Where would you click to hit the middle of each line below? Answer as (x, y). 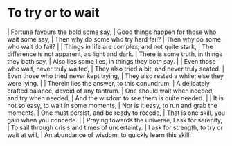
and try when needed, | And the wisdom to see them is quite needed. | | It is (115, 98)
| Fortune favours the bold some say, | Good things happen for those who (112, 32)
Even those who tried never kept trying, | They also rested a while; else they (115, 76)
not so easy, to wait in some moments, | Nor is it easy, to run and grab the (113, 105)
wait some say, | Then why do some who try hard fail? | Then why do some (114, 39)
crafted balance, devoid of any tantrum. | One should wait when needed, (111, 91)
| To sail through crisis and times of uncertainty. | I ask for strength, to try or (115, 127)
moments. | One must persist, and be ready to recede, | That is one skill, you (116, 113)
